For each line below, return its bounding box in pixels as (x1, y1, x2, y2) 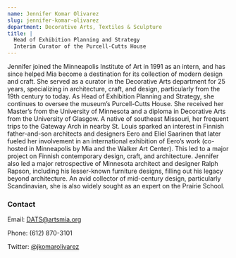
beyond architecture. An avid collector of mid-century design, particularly (7, 174, 221, 183)
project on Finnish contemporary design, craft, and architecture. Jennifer (7, 152, 219, 160)
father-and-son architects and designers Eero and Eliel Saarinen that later (7, 129, 221, 138)
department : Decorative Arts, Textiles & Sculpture (7, 23, 162, 30)
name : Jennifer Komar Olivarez (7, 10, 99, 18)
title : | (7, 30, 33, 37)
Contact (7, 199, 36, 209)
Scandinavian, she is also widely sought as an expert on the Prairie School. (7, 182, 225, 190)
